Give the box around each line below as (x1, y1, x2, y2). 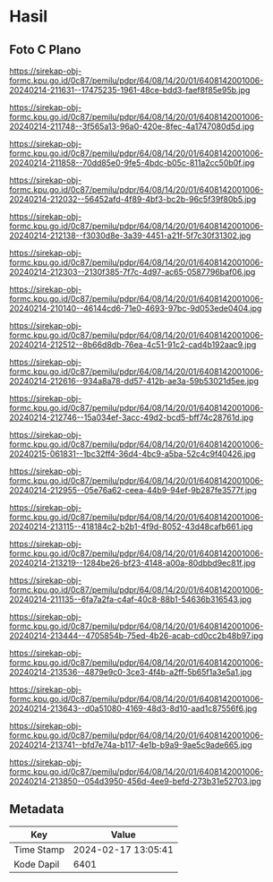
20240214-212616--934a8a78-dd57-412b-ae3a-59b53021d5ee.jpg (9, 376, 260, 386)
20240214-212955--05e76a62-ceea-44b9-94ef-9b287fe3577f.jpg (9, 485, 257, 495)
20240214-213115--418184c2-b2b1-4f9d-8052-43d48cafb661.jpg (9, 521, 253, 532)
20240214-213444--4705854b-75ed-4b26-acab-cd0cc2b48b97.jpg (9, 630, 264, 641)
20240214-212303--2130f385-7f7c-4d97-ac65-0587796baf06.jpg (9, 267, 256, 277)
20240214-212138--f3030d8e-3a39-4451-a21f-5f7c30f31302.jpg (9, 230, 252, 241)
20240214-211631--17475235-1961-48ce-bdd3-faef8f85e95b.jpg (9, 85, 251, 95)
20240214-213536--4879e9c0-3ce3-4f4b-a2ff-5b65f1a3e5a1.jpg (9, 667, 252, 677)
